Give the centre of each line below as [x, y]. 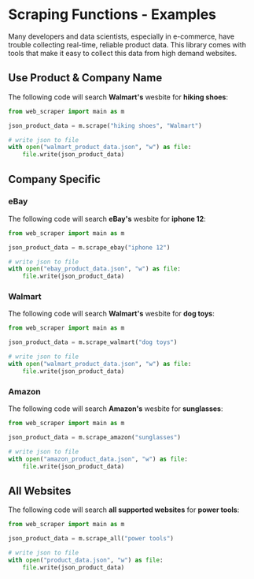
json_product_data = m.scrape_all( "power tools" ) [91, 539]
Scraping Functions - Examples [112, 15]
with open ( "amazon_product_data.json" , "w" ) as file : [98, 459]
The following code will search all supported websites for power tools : [124, 510]
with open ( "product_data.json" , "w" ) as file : [86, 560]
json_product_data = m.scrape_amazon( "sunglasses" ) [94, 438]
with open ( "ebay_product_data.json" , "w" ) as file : [94, 269]
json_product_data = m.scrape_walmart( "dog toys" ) [93, 342]
